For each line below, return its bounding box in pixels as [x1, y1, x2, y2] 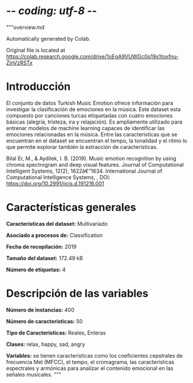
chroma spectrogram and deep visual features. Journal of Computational [6, 161, 184, 168]
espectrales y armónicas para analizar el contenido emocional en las [6, 365, 173, 372]
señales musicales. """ [6, 371, 62, 378]
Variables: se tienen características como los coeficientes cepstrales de [6, 352, 183, 359]
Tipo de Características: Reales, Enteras [6, 329, 107, 336]
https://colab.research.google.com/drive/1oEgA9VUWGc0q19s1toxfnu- [6, 53, 179, 60]
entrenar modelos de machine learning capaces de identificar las [6, 124, 165, 131]
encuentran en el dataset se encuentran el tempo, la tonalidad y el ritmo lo [6, 137, 188, 144]
